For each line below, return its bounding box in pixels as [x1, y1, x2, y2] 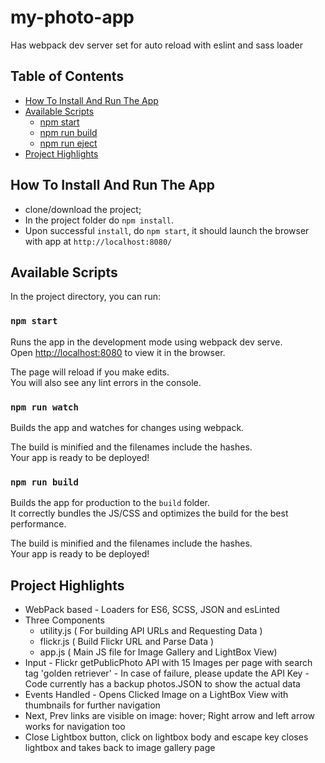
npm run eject [39, 137, 98, 149]
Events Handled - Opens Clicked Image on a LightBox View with [24, 689, 289, 701]
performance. [10, 518, 67, 530]
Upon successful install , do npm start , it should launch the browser [24, 224, 310, 236]
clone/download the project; [24, 203, 142, 215]
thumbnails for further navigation [24, 699, 161, 711]
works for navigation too [24, 721, 126, 733]
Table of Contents [10, 68, 125, 85]
